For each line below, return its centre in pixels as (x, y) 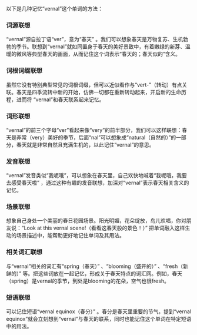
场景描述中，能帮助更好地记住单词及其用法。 (70, 236)
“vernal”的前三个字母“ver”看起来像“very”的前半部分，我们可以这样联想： (94, 130)
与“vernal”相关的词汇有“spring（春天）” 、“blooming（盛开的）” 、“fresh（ (95, 266)
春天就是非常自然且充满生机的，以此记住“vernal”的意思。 (85, 145)
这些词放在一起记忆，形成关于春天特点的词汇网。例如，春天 (110, 273)
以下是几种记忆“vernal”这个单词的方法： (55, 9)
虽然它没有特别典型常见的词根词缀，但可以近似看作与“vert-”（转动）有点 (94, 85)
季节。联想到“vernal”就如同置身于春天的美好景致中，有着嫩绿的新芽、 (101, 47)
